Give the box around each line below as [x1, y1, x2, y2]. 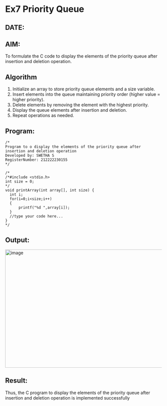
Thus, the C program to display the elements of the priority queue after [5, 390, 151, 396]
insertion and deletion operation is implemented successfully [5, 395, 130, 401]
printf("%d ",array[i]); [18, 205, 70, 210]
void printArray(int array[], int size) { [5, 188, 94, 193]
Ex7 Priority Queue [5, 3, 84, 15]
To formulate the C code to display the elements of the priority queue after [5, 53, 158, 59]
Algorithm [5, 73, 37, 81]
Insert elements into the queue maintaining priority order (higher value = [12, 91, 161, 97]
